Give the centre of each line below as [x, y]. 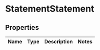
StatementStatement [50, 9]
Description [59, 42]
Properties [22, 28]
